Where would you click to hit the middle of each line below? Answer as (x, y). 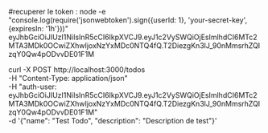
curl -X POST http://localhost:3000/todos (77, 70)
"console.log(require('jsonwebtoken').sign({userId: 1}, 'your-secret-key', (128, 20)
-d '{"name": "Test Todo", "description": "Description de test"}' (113, 121)
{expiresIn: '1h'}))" (38, 28)
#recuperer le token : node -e (57, 12)
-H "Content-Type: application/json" (68, 78)
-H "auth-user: (33, 87)
